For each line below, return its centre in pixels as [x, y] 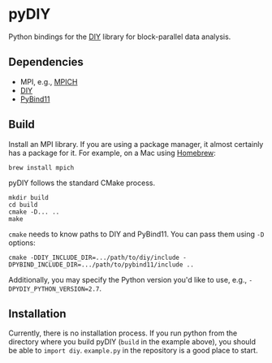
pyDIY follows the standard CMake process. [82, 183]
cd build [23, 205]
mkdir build [28, 197]
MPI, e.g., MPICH [49, 81]
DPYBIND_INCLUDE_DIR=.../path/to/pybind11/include [96, 265]
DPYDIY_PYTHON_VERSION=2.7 [54, 289]
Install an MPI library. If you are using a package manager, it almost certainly [136, 144]
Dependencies [46, 62]
